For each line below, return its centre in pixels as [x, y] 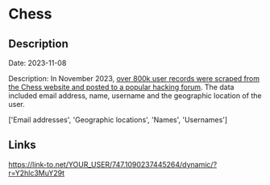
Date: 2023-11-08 [37, 63]
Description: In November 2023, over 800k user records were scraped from [134, 78]
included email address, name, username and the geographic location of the [135, 96]
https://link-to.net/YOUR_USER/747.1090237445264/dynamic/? [113, 164]
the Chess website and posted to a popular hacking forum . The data [121, 87]
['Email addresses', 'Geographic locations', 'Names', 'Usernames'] [118, 120]
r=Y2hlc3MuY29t [37, 173]
